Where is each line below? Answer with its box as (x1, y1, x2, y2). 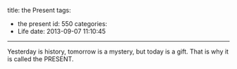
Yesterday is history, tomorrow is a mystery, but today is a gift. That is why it (7, 47, 229, 56)
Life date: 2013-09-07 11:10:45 (17, 27, 106, 35)
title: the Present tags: (7, 6, 72, 14)
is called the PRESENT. (7, 55, 74, 63)
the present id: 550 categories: (17, 20, 108, 27)
